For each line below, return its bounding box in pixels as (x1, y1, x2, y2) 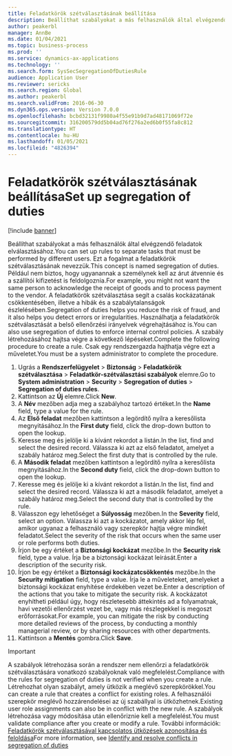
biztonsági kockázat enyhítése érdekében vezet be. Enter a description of (17, 582, 225, 591)
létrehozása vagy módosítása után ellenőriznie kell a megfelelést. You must (8, 711, 219, 720)
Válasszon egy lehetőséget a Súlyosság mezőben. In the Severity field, (17, 509, 220, 518)
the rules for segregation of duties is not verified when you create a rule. (8, 675, 213, 683)
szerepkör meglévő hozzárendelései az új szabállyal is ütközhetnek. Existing (8, 697, 223, 705)
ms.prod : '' (8, 49, 42, 56)
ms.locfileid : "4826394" (8, 145, 79, 152)
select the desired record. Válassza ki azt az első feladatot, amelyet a (17, 443, 214, 451)
